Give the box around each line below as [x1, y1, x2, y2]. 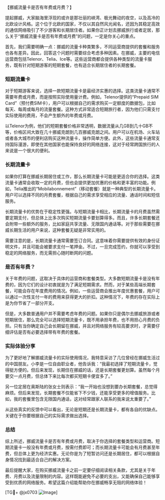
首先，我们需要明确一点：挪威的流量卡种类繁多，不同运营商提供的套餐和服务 [5, 44, 160, 49]
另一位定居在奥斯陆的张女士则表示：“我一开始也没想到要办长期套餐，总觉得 [5, 384, 158, 390]
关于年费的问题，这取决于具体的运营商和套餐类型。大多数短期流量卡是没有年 [5, 275, 160, 281]
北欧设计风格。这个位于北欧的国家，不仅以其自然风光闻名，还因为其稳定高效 [5, 21, 160, 27]
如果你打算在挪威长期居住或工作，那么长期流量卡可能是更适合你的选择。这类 [5, 173, 160, 179]
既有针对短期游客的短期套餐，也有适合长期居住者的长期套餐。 [13, 62, 138, 68]
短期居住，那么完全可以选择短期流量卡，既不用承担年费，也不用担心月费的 [5, 317, 156, 322]
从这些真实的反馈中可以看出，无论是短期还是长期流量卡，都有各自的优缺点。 [5, 406, 160, 413]
